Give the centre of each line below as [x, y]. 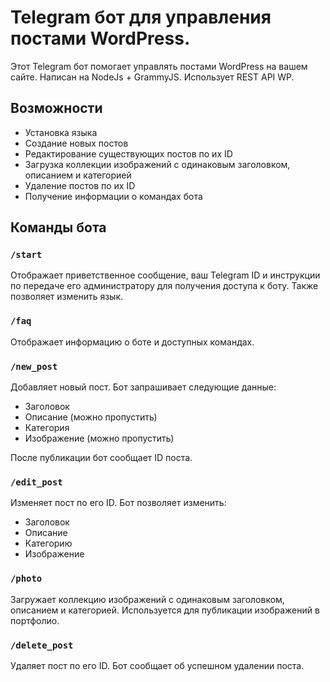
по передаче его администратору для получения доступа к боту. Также [164, 286]
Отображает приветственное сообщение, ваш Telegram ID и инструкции [165, 275]
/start [26, 255]
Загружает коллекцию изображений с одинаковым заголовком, [147, 599]
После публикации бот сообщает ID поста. [101, 458]
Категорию [48, 543]
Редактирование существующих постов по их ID [128, 153]
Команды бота [58, 227]
